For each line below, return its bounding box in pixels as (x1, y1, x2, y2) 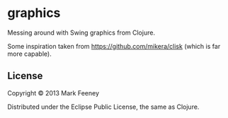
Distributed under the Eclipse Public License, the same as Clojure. (7, 102, 200, 111)
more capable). (7, 49, 52, 58)
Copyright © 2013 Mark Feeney (7, 88, 100, 97)
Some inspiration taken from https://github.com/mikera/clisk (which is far (7, 42, 221, 50)
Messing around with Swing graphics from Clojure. (7, 28, 156, 37)
